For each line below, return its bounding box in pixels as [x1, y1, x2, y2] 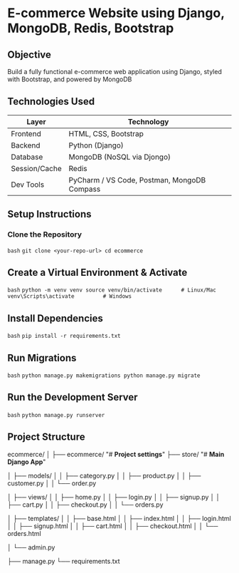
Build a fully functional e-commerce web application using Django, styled [7, 68, 222, 76]
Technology [127, 116, 169, 126]
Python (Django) [68, 140, 124, 150]
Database [11, 152, 43, 162]
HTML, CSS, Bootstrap [68, 128, 144, 138]
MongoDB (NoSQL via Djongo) [68, 152, 171, 162]
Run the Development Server [7, 391, 138, 403]
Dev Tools [11, 180, 45, 190]
